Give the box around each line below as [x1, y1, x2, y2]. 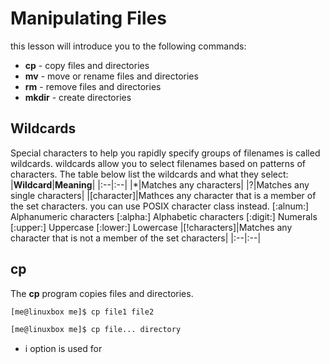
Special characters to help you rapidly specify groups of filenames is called [10, 147, 321, 159]
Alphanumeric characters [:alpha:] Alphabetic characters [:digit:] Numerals [10, 210, 318, 222]
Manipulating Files [10, 7, 167, 30]
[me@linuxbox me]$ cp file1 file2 [10, 307, 155, 317]
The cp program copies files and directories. [10, 287, 194, 299]
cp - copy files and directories [24, 59, 150, 71]
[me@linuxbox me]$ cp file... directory [10, 325, 182, 335]
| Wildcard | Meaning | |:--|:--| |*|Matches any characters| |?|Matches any [10, 178, 310, 191]
